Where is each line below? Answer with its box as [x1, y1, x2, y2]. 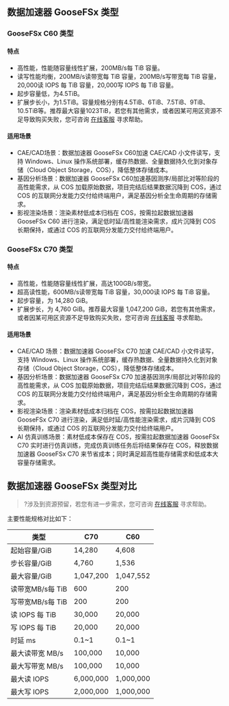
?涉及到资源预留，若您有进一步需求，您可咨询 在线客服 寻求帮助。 [23, 500, 211, 508]
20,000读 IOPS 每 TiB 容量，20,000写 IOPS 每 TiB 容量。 [16, 81, 178, 89]
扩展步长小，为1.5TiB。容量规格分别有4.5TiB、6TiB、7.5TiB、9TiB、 [16, 98, 209, 106]
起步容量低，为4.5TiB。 [16, 89, 84, 97]
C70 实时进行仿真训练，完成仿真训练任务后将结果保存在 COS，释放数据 [16, 441, 219, 450]
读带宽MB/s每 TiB [10, 584, 68, 594]
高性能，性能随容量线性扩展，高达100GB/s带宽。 [16, 279, 155, 287]
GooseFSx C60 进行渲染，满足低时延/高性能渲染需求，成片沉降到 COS [16, 217, 216, 225]
